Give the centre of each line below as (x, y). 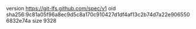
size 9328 (44, 21)
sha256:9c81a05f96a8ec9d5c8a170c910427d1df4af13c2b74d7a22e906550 (98, 14)
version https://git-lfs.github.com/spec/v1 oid (61, 8)
